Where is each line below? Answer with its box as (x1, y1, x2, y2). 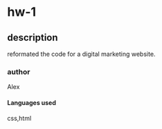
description (7, 32, 58, 43)
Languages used (7, 98, 57, 107)
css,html (7, 114, 32, 122)
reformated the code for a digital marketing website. (7, 50, 156, 58)
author (7, 67, 30, 77)
